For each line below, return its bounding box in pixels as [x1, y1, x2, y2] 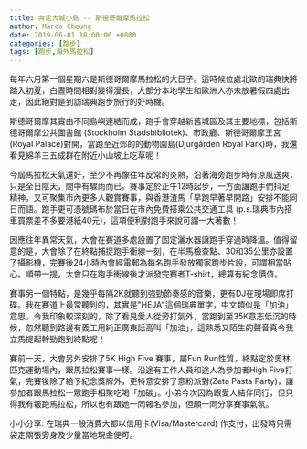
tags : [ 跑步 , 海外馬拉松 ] [9, 47, 94, 57]
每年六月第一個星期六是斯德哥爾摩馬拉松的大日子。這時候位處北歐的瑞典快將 [9, 74, 298, 85]
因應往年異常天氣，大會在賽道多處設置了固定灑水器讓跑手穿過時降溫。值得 [9, 235, 290, 245]
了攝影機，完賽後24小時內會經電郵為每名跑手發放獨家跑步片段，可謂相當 [9, 257, 284, 268]
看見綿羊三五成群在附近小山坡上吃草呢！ [9, 150, 162, 161]
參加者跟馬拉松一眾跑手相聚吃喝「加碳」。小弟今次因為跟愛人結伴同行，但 [9, 387, 286, 398]
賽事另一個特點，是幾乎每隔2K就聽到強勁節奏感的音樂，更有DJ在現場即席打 [9, 288, 295, 299]
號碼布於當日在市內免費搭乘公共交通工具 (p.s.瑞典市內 [80, 204, 285, 214]
